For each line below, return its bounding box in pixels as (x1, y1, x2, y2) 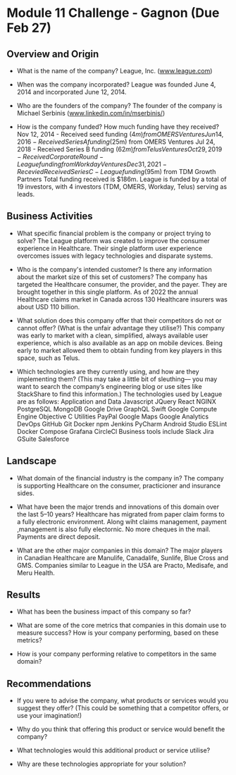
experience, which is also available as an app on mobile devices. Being (16, 338, 223, 347)
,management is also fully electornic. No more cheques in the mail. (16, 525, 211, 533)
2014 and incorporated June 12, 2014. (16, 88, 127, 96)
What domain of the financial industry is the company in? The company (16, 473, 224, 482)
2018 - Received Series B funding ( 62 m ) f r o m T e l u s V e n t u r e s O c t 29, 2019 (16, 145, 223, 153)
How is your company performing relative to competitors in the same (16, 650, 217, 658)
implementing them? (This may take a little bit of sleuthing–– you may (16, 375, 218, 383)
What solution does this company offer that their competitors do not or (16, 316, 222, 325)
